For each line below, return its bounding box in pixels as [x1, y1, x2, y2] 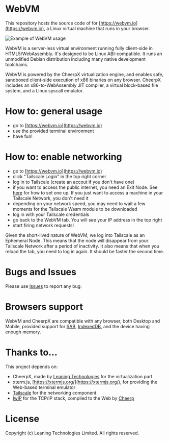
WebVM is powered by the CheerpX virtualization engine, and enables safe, [5, 71, 164, 77]
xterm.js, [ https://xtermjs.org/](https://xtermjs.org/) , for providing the [12, 379, 158, 385]
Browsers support [5, 301, 83, 312]
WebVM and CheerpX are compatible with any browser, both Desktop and [5, 317, 160, 324]
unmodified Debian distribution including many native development [5, 56, 146, 62]
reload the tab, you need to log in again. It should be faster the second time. [5, 248, 164, 254]
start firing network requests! [12, 222, 74, 228]
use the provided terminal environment [12, 128, 94, 134]
